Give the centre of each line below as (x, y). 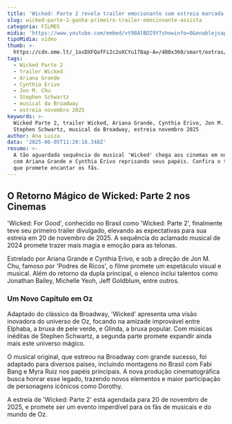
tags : (15, 59)
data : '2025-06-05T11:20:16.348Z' (57, 142)
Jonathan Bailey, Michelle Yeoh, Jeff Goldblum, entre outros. (93, 281)
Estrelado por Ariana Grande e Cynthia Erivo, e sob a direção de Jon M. (109, 259)
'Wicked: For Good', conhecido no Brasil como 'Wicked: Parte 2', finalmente (115, 223)
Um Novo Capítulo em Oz (50, 299)
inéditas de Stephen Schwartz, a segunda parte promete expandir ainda (109, 335)
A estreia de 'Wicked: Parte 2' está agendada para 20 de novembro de (108, 399)
